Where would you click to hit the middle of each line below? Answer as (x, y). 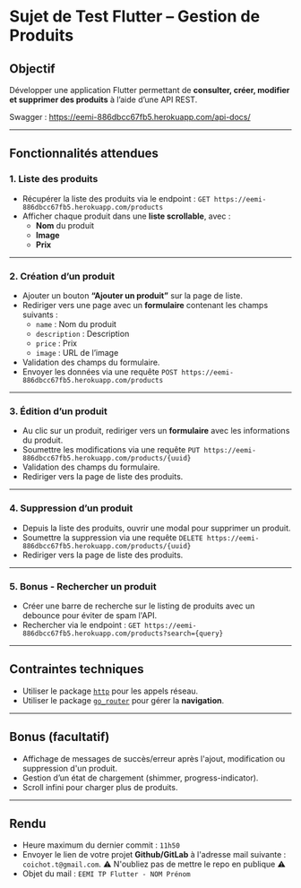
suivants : (40, 315)
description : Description (82, 333)
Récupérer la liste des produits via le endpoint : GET (116, 198)
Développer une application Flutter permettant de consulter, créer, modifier (150, 90)
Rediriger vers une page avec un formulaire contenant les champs (145, 305)
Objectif (32, 69)
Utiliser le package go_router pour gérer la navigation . (123, 700)
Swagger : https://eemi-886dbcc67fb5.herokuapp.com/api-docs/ (130, 117)
